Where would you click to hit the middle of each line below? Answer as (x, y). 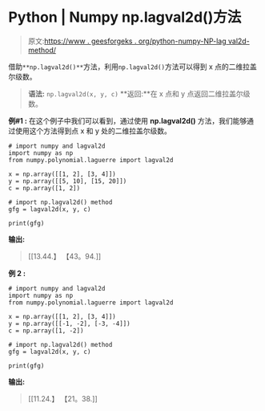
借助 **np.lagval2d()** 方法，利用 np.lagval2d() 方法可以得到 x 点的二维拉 (129, 67)
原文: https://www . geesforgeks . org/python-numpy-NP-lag (127, 41)
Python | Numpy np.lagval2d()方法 (125, 17)
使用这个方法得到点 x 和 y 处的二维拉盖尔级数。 (93, 131)
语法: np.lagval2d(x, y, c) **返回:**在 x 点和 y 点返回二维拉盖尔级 (139, 93)
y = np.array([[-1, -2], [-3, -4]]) (69, 324)
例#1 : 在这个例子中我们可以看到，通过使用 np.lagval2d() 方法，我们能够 (128, 120)
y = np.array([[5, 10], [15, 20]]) (68, 181)
